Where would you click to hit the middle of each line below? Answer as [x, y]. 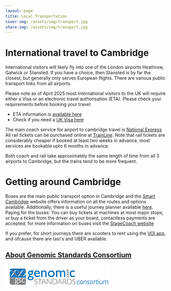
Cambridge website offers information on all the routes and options [76, 202]
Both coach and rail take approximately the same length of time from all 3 [82, 156]
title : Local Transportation [36, 16]
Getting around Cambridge [63, 182]
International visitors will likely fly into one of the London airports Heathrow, [85, 67]
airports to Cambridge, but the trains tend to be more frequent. [71, 161]
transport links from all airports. [38, 84]
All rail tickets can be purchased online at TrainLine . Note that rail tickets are [85, 135]
